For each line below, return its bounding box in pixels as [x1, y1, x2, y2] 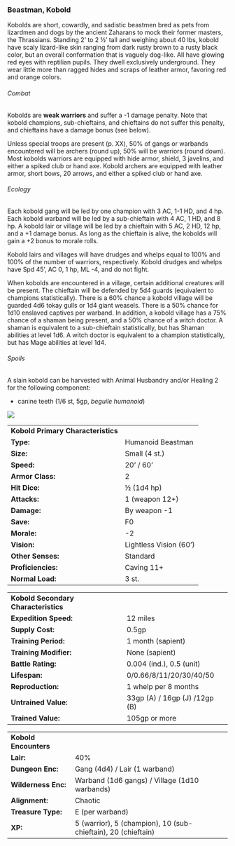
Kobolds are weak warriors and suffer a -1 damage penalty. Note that [7, 111, 208, 119]
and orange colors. [7, 73, 62, 81]
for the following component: [7, 383, 91, 392]
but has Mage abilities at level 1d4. [7, 338, 106, 346]
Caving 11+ [124, 562, 164, 572]
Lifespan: [10, 670, 43, 680]
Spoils [7, 354, 26, 362]
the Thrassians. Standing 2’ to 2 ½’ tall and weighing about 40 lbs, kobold [7, 36, 219, 44]
